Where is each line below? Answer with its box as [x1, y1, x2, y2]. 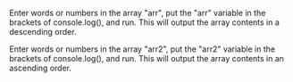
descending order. [9, 27, 77, 37]
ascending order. [9, 62, 72, 73]
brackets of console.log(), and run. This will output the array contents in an [9, 53, 284, 63]
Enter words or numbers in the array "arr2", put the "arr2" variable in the [9, 44, 275, 54]
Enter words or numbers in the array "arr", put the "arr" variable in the [9, 8, 266, 18]
